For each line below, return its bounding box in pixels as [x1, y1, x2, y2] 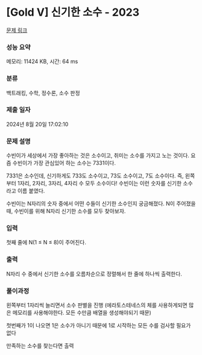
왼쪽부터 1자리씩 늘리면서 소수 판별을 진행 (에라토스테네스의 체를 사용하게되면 [6, 301, 188, 309]
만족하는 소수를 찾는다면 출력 [6, 342, 74, 350]
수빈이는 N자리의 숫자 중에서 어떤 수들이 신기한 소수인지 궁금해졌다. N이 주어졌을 [6, 200, 196, 208]
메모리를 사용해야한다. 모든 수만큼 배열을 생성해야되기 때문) [12, 309, 152, 316]
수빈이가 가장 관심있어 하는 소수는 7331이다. [12, 159, 116, 167]
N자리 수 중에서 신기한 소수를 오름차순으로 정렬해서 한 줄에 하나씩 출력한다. [6, 270, 183, 277]
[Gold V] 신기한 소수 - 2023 [6, 5, 140, 19]
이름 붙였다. [17, 187, 45, 194]
